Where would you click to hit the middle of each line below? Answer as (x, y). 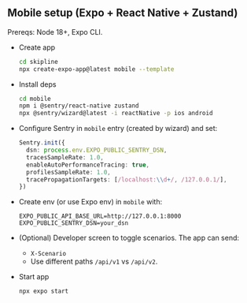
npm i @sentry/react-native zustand (79, 106)
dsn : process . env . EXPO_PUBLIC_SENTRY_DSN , (97, 150)
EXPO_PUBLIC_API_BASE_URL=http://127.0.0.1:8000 (100, 216)
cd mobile (35, 99)
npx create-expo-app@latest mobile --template (96, 69)
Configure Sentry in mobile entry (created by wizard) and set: (118, 129)
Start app (34, 277)
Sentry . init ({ (42, 143)
